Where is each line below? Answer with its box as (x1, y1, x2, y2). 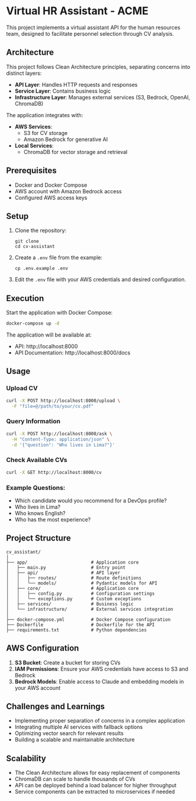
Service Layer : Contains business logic (14, 87, 111, 95)
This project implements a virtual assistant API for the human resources (6, 24, 181, 31)
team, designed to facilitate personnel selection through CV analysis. (6, 30, 174, 37)
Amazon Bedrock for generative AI (23, 136, 108, 143)
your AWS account (14, 684, 61, 691)
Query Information (6, 417, 61, 426)
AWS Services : (14, 123, 53, 130)
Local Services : (14, 142, 54, 149)
